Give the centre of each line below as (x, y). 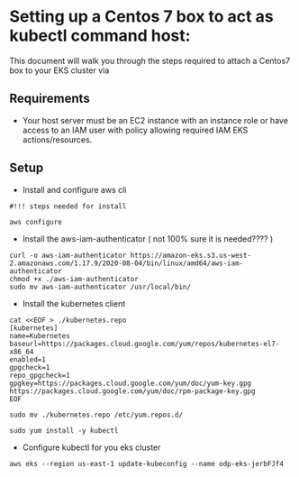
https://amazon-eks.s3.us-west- (191, 255)
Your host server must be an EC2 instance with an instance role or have (155, 120)
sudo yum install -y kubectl (64, 430)
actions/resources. (57, 139)
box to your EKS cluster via (59, 70)
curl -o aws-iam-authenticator (68, 255)
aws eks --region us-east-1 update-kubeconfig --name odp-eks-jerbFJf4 (146, 463)
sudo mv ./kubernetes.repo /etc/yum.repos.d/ (96, 415)
